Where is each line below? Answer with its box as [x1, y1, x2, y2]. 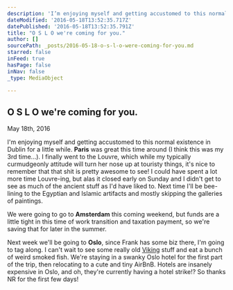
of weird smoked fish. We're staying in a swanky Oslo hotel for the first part [7, 253, 223, 262]
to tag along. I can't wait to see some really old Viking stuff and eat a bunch [7, 246, 223, 254]
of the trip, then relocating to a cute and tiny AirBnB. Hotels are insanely [7, 260, 213, 269]
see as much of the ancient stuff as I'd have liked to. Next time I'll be [7, 182, 202, 190]
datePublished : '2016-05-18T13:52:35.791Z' [7, 23, 135, 30]
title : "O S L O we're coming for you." [7, 29, 126, 37]
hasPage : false [7, 62, 51, 69]
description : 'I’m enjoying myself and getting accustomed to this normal [7, 10, 228, 17]
